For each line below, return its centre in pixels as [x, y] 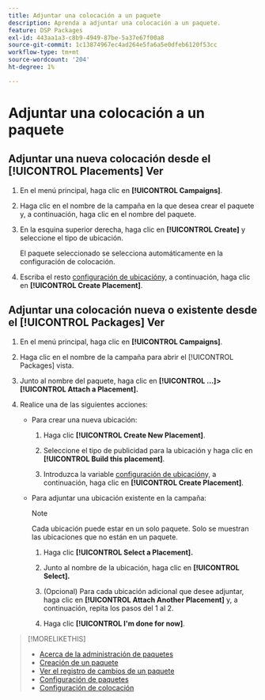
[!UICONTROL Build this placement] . [104, 459]
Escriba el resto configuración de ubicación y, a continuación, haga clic [135, 277]
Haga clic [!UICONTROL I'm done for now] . [114, 623]
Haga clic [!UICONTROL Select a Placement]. [118, 552]
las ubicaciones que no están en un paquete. [104, 537]
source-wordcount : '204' [49, 60]
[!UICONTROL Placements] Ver [86, 171]
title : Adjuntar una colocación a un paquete [84, 15]
